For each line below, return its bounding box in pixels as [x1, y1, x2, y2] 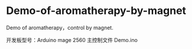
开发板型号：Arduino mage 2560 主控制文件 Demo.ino [6, 36, 138, 43]
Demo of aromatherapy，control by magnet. [6, 24, 113, 31]
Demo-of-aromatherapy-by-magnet [6, 4, 187, 17]
